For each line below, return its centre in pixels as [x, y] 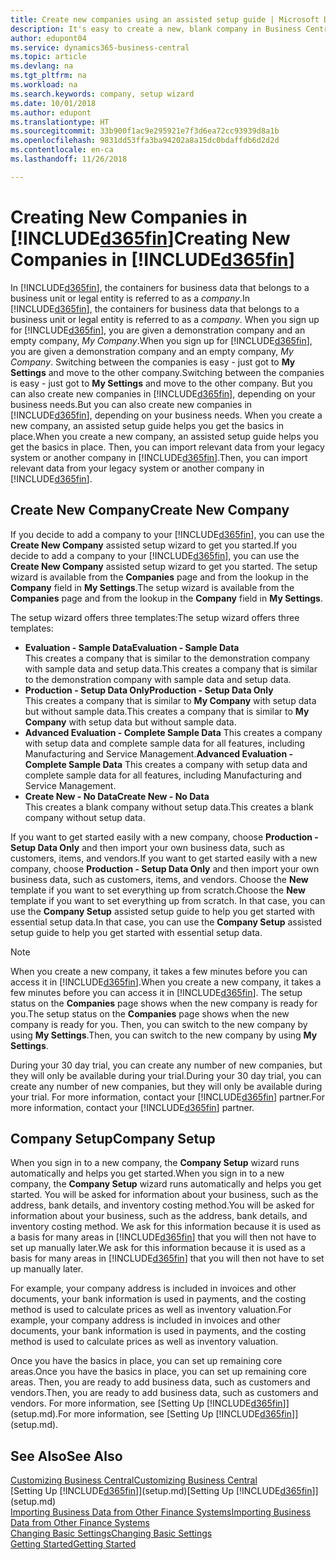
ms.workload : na [44, 85]
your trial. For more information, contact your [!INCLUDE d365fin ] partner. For [167, 1097]
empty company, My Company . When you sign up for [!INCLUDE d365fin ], [161, 340]
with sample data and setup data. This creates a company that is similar [171, 668]
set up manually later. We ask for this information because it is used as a [158, 1248]
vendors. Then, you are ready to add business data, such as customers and [164, 1393]
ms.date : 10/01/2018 [53, 103]
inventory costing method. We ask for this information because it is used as [166, 1227]
